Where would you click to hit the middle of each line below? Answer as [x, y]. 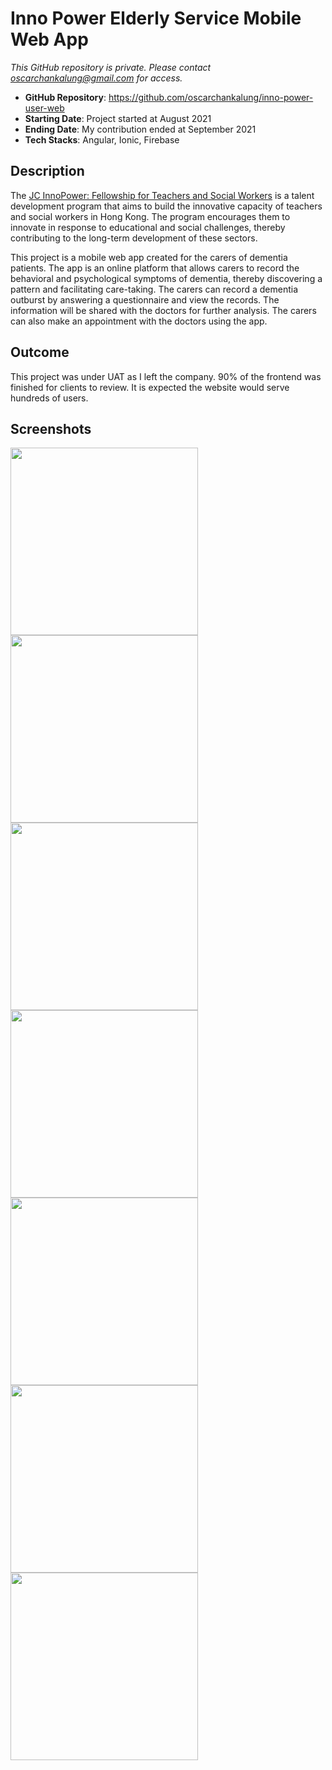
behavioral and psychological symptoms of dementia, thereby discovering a [166, 278]
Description [47, 171]
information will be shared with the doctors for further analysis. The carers [163, 310]
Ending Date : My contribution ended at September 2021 [140, 129]
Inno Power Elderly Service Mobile [156, 18]
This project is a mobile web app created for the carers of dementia [149, 257]
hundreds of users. [49, 398]
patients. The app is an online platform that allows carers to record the [155, 268]
